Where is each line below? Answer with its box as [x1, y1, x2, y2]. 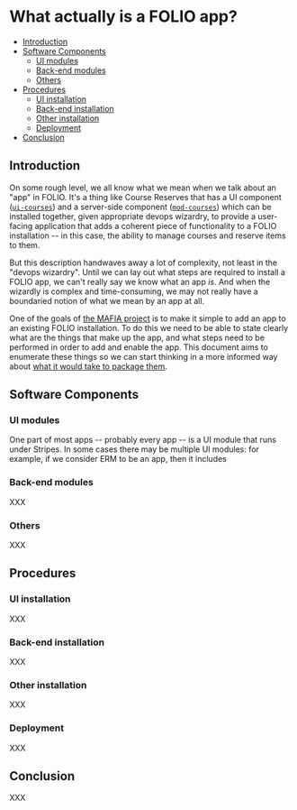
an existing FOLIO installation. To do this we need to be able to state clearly [9, 322, 289, 333]
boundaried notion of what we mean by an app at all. [9, 295, 205, 306]
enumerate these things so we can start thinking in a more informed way [9, 351, 278, 362]
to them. [9, 239, 40, 250]
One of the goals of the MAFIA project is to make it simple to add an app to [9, 313, 286, 324]
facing [9, 220, 33, 231]
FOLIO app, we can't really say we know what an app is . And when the [9, 276, 271, 287]
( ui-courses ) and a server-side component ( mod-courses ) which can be [9, 201, 272, 212]
